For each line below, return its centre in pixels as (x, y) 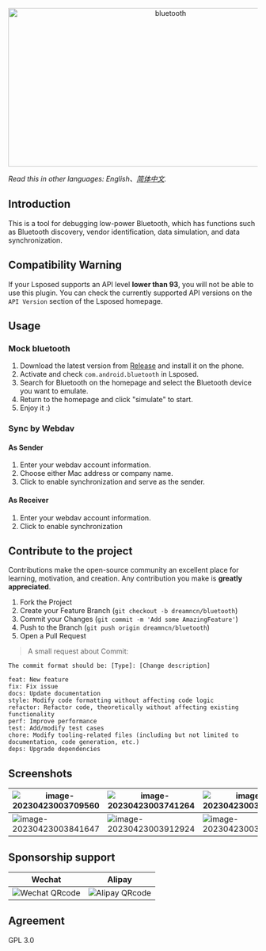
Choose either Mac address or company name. (97, 474)
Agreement (36, 921)
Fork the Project (46, 602)
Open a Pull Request (53, 636)
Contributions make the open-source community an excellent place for (123, 570)
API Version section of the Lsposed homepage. (86, 301)
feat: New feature (38, 680)
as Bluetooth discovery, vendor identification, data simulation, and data (124, 232)
